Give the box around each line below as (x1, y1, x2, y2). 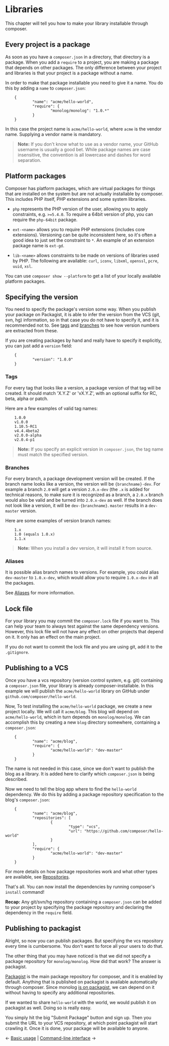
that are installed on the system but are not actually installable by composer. (5, 191, 164, 197)
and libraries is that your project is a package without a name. (5, 70, 134, 76)
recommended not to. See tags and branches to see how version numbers (5, 322, 160, 328)
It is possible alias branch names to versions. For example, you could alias (5, 569, 159, 575)
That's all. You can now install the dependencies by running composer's (5, 884, 155, 890)
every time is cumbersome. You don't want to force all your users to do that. (5, 943, 163, 949)
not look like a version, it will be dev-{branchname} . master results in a (5, 502, 148, 508)
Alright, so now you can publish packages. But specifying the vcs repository (5, 937, 163, 944)
